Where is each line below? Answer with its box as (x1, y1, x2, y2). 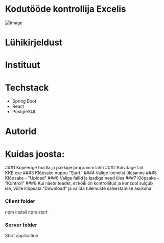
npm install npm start (5, 209, 48, 215)
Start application (5, 232, 38, 238)
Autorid (5, 126, 37, 137)
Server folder (5, 221, 38, 228)
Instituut (5, 60, 41, 71)
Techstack (5, 82, 49, 93)
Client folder (5, 198, 36, 205)
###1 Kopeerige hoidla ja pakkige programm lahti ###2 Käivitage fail (5, 165, 143, 171)
